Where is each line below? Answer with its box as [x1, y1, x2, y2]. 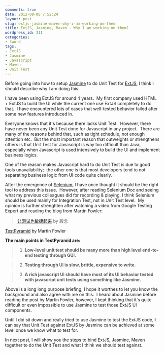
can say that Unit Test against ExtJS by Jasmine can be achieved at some [5, 322, 155, 328]
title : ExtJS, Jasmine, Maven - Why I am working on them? [5, 26, 129, 31]
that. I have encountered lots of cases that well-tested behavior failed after [5, 106, 158, 112]
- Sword [5, 39, 21, 44]
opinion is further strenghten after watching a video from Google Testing [5, 203, 152, 208]
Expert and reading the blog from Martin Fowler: [5, 208, 103, 214]
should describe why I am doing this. [5, 86, 80, 91]
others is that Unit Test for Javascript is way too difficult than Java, [5, 142, 141, 147]
